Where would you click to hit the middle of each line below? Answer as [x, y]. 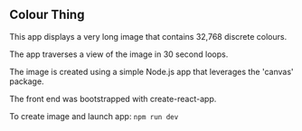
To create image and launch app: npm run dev [94, 116]
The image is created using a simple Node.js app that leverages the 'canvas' [151, 71]
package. [27, 81]
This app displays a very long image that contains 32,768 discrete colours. [148, 36]
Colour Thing [47, 15]
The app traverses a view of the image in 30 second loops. [119, 54]
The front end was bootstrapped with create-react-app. [113, 98]
